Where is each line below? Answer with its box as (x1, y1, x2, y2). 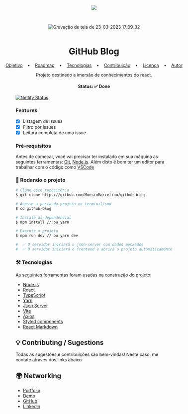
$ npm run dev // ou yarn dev (15, 233, 79, 238)
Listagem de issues (22, 118, 63, 124)
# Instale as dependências (15, 215, 72, 220)
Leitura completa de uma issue (22, 129, 87, 136)
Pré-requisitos (15, 142, 51, 149)
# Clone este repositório (15, 188, 69, 193)
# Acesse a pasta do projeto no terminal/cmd (15, 201, 111, 206)
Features (15, 107, 38, 114)
